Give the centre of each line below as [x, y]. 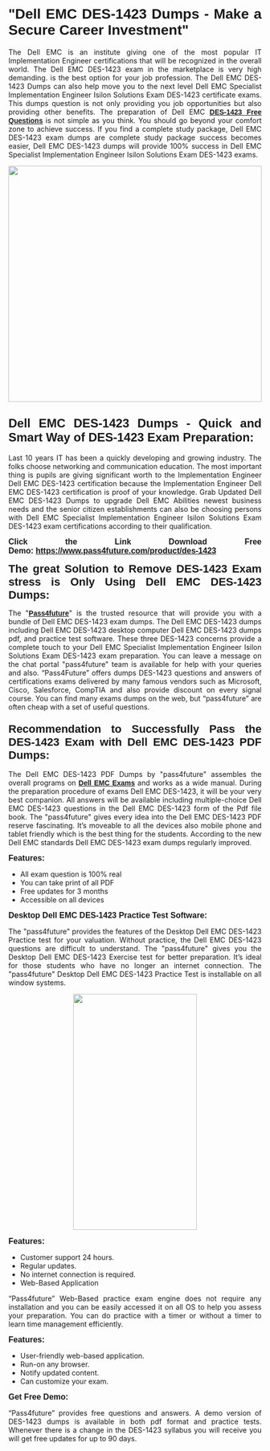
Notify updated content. [59, 1373]
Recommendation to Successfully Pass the [135, 729]
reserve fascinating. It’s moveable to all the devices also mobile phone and [135, 826]
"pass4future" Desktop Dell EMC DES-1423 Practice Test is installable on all [135, 975]
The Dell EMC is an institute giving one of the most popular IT [135, 52]
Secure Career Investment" [98, 30]
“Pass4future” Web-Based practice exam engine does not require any [135, 1298]
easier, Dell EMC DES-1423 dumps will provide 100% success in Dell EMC [135, 145]
